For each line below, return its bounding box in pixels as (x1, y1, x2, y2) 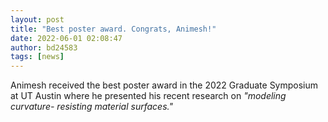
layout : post (10, 14, 65, 25)
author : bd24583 (10, 42, 78, 53)
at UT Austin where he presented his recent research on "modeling (10, 90, 287, 102)
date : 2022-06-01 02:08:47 (10, 33, 123, 43)
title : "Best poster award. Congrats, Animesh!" (10, 24, 217, 34)
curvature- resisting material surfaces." (10, 101, 173, 113)
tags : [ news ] (10, 52, 65, 62)
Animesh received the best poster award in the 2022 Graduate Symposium (10, 79, 319, 91)
